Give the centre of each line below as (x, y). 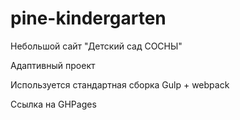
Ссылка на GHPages (53, 104)
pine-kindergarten (88, 18)
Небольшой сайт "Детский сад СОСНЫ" (96, 46)
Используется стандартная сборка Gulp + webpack (120, 84)
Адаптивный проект (53, 65)
